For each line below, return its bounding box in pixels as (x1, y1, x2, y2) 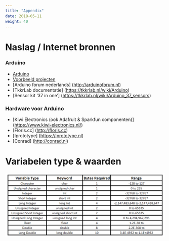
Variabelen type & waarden (5, 156, 121, 167)
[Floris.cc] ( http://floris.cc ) (12, 127, 68, 134)
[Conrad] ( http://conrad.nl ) (12, 138, 68, 144)
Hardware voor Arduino (5, 105, 64, 112)
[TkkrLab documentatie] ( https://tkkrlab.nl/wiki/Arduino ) (12, 87, 130, 93)
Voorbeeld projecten (12, 76, 56, 82)
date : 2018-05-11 (5, 13, 42, 19)
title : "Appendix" (5, 8, 44, 13)
